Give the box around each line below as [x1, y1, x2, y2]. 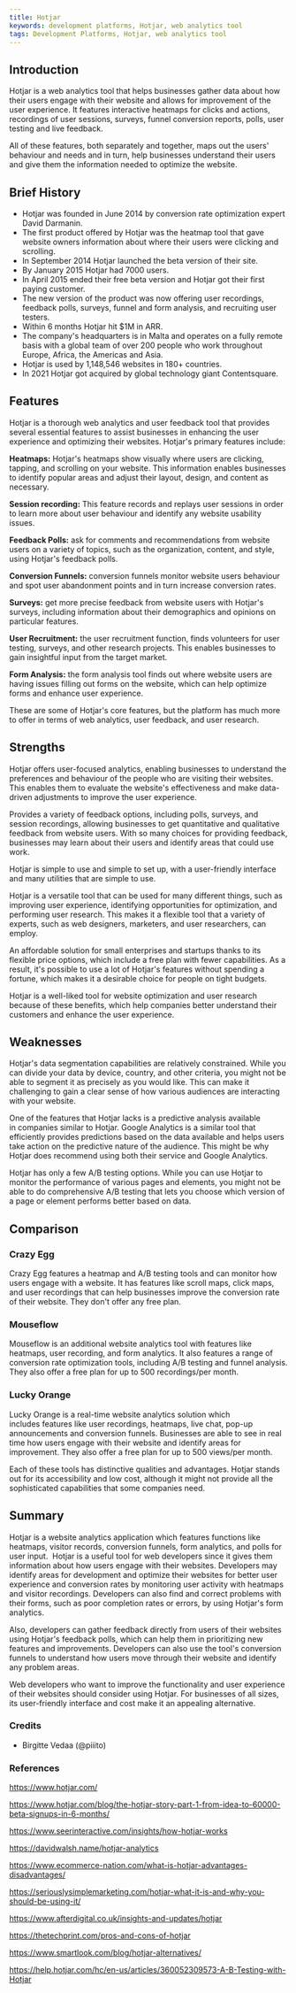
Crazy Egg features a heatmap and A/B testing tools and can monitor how [9, 1268, 277, 1279]
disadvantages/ [9, 1869, 66, 1881]
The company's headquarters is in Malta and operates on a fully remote [21, 331, 283, 341]
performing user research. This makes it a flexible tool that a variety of [9, 909, 266, 920]
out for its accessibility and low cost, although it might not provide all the [9, 1473, 274, 1483]
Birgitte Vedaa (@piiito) [21, 1740, 106, 1751]
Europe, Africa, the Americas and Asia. [21, 350, 163, 359]
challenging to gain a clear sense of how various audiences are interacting [9, 1086, 280, 1097]
